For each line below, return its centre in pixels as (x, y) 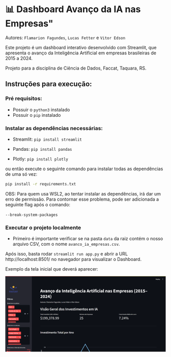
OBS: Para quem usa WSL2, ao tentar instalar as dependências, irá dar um (83, 193)
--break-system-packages (32, 215)
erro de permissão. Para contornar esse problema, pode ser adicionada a (82, 199)
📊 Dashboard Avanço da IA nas (73, 9)
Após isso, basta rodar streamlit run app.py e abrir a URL (67, 254)
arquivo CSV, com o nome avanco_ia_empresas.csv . (66, 244)
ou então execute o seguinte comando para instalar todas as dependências (84, 169)
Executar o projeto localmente (43, 228)
